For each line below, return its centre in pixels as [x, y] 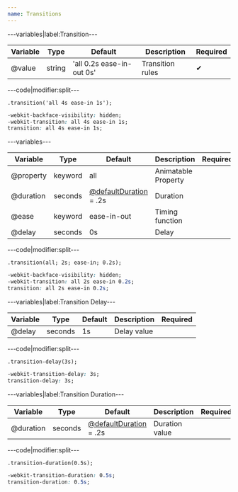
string [56, 68]
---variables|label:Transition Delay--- [61, 302]
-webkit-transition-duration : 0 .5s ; [61, 475]
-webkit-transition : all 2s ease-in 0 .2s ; [71, 282]
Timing [166, 212]
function [169, 221]
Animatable [174, 171]
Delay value [134, 331]
